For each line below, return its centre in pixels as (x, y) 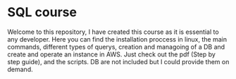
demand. (20, 69)
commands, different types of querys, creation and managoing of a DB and (116, 47)
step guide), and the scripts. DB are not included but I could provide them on (118, 61)
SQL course (42, 12)
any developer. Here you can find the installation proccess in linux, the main (117, 39)
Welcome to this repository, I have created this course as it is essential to (113, 32)
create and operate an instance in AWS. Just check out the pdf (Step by (112, 54)
